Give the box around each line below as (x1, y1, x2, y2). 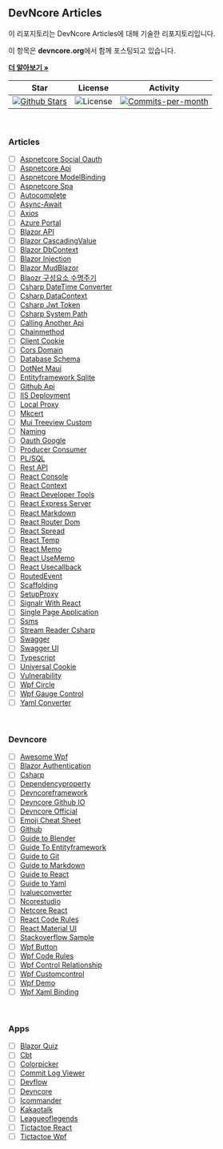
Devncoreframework (19, 788, 88, 797)
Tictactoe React (19, 1123, 73, 1132)
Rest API (19, 463, 49, 472)
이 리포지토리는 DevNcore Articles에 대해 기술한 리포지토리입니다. (8, 28, 216, 38)
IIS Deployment (19, 390, 70, 400)
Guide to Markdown (19, 860, 86, 870)
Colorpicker (19, 1059, 59, 1069)
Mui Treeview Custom (19, 417, 92, 427)
